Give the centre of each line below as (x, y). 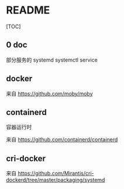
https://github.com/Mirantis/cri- (56, 173)
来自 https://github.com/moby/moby (49, 93)
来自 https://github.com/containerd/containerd (62, 140)
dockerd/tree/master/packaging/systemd (56, 180)
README (28, 10)
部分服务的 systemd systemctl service (52, 60)
